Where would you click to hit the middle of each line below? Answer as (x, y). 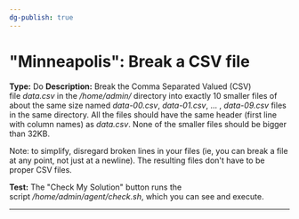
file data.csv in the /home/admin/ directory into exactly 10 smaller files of (143, 95)
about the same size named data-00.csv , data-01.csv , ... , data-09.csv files (148, 105)
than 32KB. (30, 134)
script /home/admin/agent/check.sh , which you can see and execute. (137, 196)
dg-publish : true (41, 17)
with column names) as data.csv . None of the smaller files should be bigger (148, 124)
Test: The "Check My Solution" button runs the (96, 187)
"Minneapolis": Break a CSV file (130, 61)
